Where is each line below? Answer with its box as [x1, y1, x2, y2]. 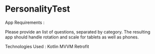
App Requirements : [5, 19, 45, 25]
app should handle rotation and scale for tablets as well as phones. [5, 34, 139, 40]
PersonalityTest [5, 3, 70, 15]
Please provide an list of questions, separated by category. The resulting [5, 29, 151, 35]
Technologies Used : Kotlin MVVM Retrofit [5, 43, 89, 49]
